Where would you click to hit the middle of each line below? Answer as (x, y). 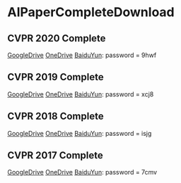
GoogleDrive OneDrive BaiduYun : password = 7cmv (82, 172)
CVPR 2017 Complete (56, 156)
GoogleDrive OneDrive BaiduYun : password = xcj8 (81, 94)
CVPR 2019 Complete (56, 77)
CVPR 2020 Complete (57, 38)
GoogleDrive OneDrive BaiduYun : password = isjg (80, 133)
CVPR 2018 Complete (56, 116)
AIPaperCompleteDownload (91, 12)
